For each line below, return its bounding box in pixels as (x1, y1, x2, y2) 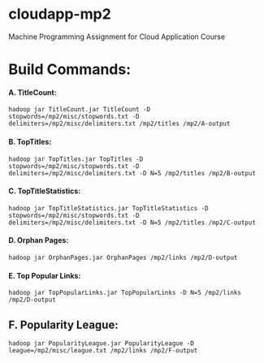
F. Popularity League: (8, 318, 119, 331)
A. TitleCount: (8, 87, 57, 97)
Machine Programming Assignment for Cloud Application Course (8, 32, 226, 41)
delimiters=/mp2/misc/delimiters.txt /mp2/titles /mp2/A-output (8, 119, 231, 128)
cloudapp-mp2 (8, 5, 111, 24)
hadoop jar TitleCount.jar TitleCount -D (8, 106, 151, 114)
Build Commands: (8, 60, 132, 79)
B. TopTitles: (8, 136, 52, 146)
